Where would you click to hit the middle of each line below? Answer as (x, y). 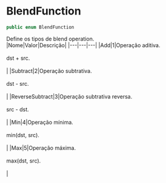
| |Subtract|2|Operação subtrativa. (49, 71)
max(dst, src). (24, 161)
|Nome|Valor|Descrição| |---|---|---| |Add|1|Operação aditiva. (83, 45)
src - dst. (18, 109)
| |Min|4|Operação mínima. (40, 122)
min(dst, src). (23, 135)
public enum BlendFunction (40, 27)
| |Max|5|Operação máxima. (41, 148)
